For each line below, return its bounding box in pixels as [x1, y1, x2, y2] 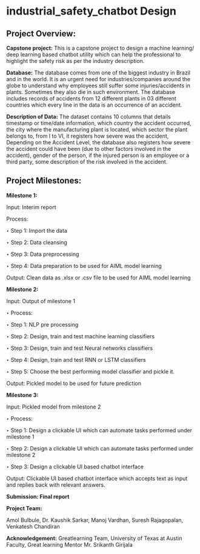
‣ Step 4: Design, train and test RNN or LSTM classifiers [6, 356, 147, 363]
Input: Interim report [6, 203, 56, 210]
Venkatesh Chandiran [6, 522, 61, 530]
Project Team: [6, 504, 42, 512]
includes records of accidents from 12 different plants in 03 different [6, 95, 177, 102]
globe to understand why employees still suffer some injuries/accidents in [6, 82, 191, 89]
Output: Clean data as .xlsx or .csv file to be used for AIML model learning [6, 274, 191, 281]
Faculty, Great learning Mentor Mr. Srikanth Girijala [6, 541, 133, 548]
